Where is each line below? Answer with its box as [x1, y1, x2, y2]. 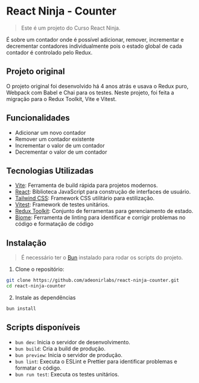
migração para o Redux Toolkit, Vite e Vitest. [6, 95, 117, 102]
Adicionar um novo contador [14, 129, 86, 136]
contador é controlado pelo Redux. [6, 48, 93, 56]
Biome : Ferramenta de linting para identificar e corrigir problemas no [14, 214, 186, 221]
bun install [6, 306, 36, 312]
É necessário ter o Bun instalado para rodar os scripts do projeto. [21, 254, 183, 261]
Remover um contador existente [14, 135, 95, 143]
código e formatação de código [14, 220, 93, 228]
